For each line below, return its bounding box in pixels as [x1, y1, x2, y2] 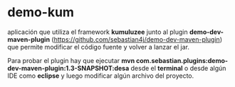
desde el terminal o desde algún [130, 64, 226, 72]
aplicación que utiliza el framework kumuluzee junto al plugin [7, 28, 189, 36]
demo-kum [7, 4, 75, 21]
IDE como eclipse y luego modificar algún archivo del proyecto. [7, 71, 194, 80]
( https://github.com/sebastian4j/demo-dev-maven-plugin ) [51, 35, 223, 43]
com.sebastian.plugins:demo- [135, 56, 229, 64]
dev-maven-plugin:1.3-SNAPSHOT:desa [7, 64, 130, 72]
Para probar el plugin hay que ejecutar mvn [7, 56, 135, 64]
